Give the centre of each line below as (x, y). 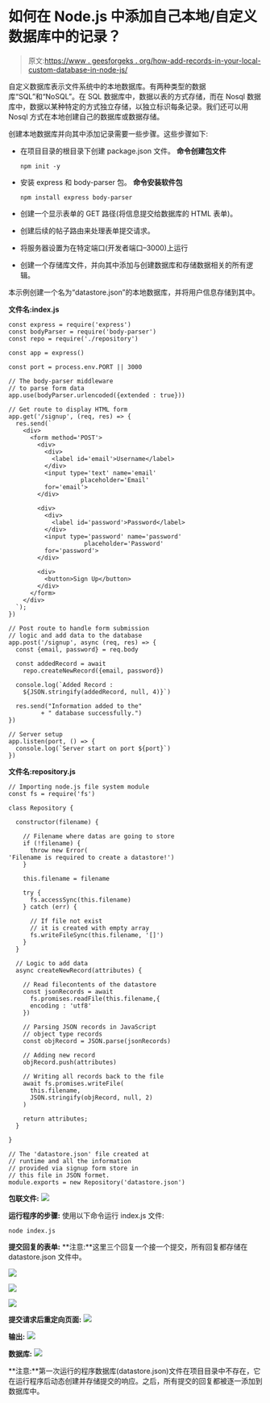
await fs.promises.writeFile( (74, 1083)
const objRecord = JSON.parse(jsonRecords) (97, 1041)
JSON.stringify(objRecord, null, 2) (91, 1097)
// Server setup (35, 734)
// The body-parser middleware (61, 381)
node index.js (32, 1231)
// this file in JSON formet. (59, 1175)
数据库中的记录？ (65, 37)
